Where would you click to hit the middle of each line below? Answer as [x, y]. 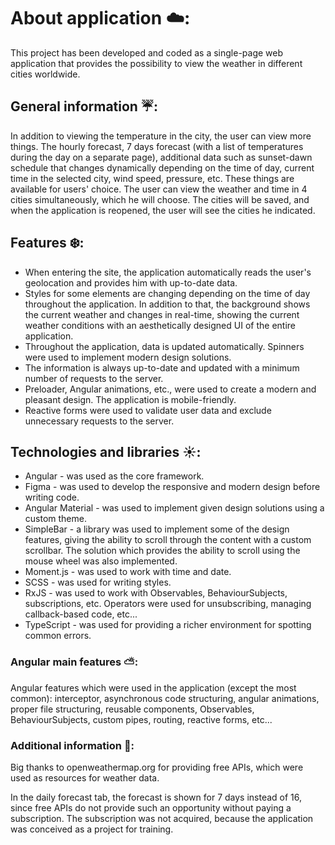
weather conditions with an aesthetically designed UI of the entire [160, 325]
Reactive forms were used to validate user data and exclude [148, 410]
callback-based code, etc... [81, 614]
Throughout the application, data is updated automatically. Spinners [164, 346]
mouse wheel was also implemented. [101, 561]
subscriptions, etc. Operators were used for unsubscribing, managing [168, 604]
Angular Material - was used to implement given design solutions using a [174, 508]
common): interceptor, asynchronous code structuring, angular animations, [165, 698]
